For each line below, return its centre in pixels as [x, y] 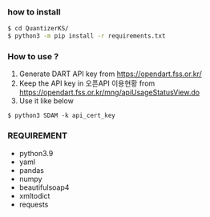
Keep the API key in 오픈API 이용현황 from [87, 83]
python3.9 [36, 153]
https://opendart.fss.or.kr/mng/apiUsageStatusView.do [109, 92]
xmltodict [34, 195]
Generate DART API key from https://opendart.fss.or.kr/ [110, 74]
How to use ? [33, 56]
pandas [32, 170]
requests [34, 204]
